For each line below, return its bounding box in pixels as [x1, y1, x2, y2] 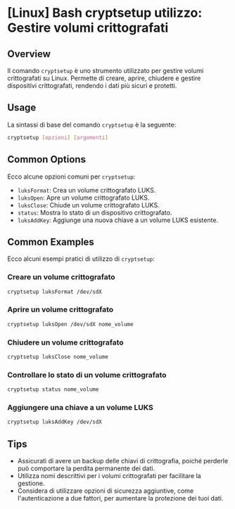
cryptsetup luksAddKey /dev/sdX [7, 418, 102, 426]
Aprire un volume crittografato [7, 304, 114, 314]
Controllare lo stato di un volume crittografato [7, 370, 167, 380]
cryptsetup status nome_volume [7, 386, 99, 393]
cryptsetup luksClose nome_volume [7, 353, 109, 360]
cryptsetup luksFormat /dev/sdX [7, 288, 102, 295]
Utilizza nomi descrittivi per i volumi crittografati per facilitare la [17, 471, 202, 479]
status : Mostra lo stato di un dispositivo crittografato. [17, 208, 172, 217]
